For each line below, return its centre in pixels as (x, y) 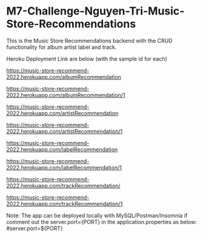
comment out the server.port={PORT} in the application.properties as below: (101, 222)
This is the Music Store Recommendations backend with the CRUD (89, 40)
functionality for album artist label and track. (62, 47)
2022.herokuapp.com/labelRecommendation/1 (64, 167)
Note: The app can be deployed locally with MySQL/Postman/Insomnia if (97, 215)
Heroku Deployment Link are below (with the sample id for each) (87, 59)
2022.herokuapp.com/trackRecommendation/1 (65, 204)
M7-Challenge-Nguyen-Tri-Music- (95, 11)
